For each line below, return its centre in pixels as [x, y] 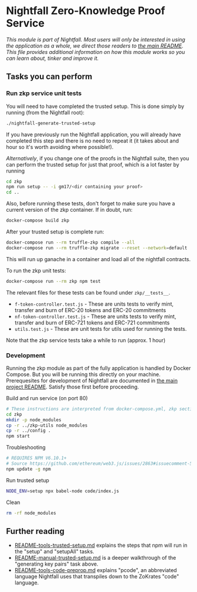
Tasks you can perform [49, 77]
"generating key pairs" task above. [56, 564]
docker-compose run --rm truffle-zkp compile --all [70, 242]
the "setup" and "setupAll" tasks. [55, 552]
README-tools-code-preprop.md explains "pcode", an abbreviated [96, 570]
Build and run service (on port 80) [47, 398]
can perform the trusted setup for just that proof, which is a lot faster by [93, 164]
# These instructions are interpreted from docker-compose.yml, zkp [91, 409]
